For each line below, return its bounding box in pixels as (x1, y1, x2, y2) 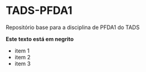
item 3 (14, 60, 31, 67)
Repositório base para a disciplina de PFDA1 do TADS (5, 24, 140, 31)
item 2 (14, 53, 31, 61)
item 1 (14, 47, 30, 54)
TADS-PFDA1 (5, 4, 73, 18)
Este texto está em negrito (5, 35, 74, 42)
